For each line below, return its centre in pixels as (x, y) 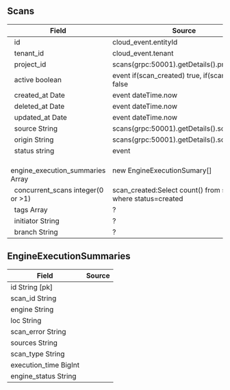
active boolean (38, 79)
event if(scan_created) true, (157, 75)
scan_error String (38, 331)
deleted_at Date (39, 106)
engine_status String (43, 376)
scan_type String (38, 354)
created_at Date (39, 95)
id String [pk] (32, 287)
